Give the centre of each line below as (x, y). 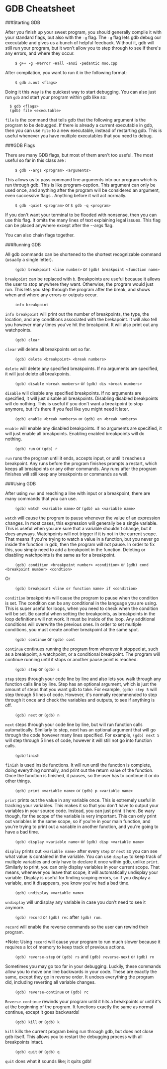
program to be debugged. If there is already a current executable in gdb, (79, 125)
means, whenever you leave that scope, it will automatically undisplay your (82, 872)
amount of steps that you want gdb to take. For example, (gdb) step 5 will (81, 689)
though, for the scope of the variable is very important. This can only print (81, 816)
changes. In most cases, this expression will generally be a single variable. (82, 523)
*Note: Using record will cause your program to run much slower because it (83, 942)
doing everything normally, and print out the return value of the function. (79, 770)
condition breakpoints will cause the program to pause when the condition (82, 597)
